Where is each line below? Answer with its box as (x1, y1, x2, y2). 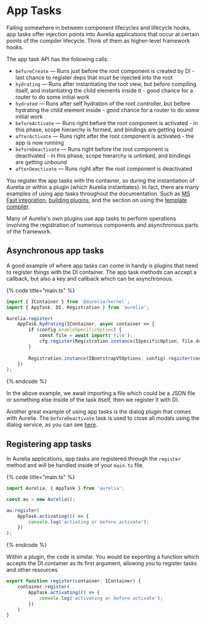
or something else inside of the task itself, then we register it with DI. (6, 396, 180, 403)
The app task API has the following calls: (6, 55, 109, 63)
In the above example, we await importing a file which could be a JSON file (6, 390, 196, 397)
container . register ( (17, 584, 70, 590)
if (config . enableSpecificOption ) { (28, 327, 122, 333)
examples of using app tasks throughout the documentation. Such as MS (6, 189, 191, 197)
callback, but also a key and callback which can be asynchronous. (6, 275, 174, 282)
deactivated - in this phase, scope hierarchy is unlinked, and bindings (15, 151, 191, 159)
